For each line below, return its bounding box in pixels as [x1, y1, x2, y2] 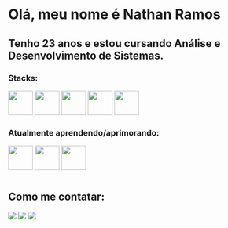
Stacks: [8, 72, 39, 83]
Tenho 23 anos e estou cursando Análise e [8, 37, 221, 50]
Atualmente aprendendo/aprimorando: [8, 127, 160, 138]
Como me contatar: [8, 190, 105, 204]
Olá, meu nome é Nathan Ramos [8, 5, 222, 24]
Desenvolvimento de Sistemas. [8, 49, 164, 62]
